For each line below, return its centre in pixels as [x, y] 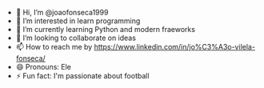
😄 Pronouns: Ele [44, 67]
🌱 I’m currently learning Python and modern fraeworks [106, 29]
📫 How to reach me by [54, 47]
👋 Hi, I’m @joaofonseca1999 [62, 12]
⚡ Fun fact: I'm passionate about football [82, 76]
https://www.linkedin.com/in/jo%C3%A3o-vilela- [175, 47]
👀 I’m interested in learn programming [78, 21]
